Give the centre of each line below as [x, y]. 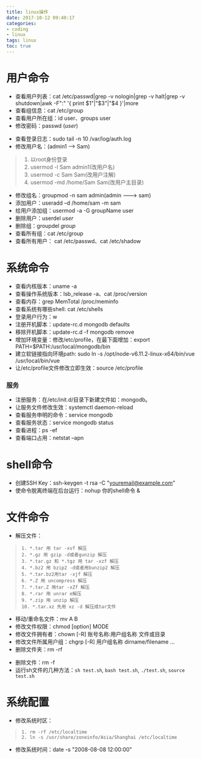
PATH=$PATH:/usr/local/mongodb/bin [63, 346]
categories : [21, 23]
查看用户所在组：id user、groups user [63, 118]
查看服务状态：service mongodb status [64, 423]
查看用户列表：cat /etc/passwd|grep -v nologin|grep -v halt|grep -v [100, 96]
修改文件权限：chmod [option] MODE [62, 626]
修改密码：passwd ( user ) [47, 125]
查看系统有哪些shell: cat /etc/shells [59, 309]
